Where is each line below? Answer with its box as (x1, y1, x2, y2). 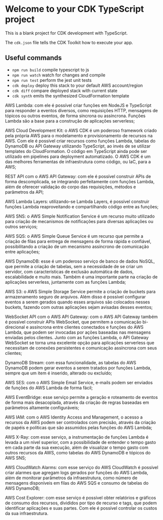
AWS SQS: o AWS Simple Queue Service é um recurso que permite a (5, 233, 143, 239)
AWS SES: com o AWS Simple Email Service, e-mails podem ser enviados (5, 379, 153, 385)
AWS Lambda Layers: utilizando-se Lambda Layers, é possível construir (5, 198, 150, 204)
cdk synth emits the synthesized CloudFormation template (12, 93, 129, 99)
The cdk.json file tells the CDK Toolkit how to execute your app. (5, 39, 133, 45)
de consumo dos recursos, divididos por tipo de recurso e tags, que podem (5, 500, 157, 506)
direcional (5, 324, 25, 330)
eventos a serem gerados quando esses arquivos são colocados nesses (5, 299, 150, 305)
